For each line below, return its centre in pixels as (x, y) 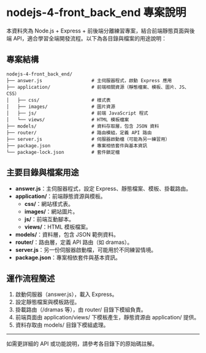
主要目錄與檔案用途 (43, 173)
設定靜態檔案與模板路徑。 (48, 302)
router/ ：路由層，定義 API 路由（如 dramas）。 (74, 242)
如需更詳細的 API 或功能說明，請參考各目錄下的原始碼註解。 (82, 344)
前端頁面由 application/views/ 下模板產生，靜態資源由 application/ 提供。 (107, 317)
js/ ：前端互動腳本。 (49, 219)
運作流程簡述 (31, 279)
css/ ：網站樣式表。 (49, 203)
